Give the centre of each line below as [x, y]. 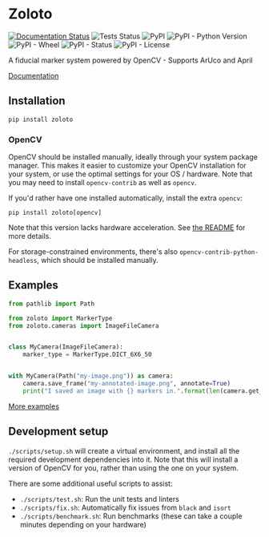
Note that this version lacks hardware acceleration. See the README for [127, 228]
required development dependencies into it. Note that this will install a [123, 459]
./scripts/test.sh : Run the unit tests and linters [100, 499]
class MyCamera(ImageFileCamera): [66, 347]
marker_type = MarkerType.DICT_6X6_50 [87, 355]
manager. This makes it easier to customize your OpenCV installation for [127, 166]
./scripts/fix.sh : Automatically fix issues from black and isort [125, 507]
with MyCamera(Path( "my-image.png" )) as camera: [91, 376]
